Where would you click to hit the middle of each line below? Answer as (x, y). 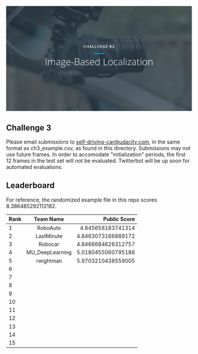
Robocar (49, 244)
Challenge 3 (29, 127)
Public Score (119, 219)
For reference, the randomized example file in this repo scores (82, 200)
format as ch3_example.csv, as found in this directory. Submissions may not (98, 148)
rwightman (49, 261)
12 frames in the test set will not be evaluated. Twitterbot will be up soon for (98, 160)
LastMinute (49, 236)
